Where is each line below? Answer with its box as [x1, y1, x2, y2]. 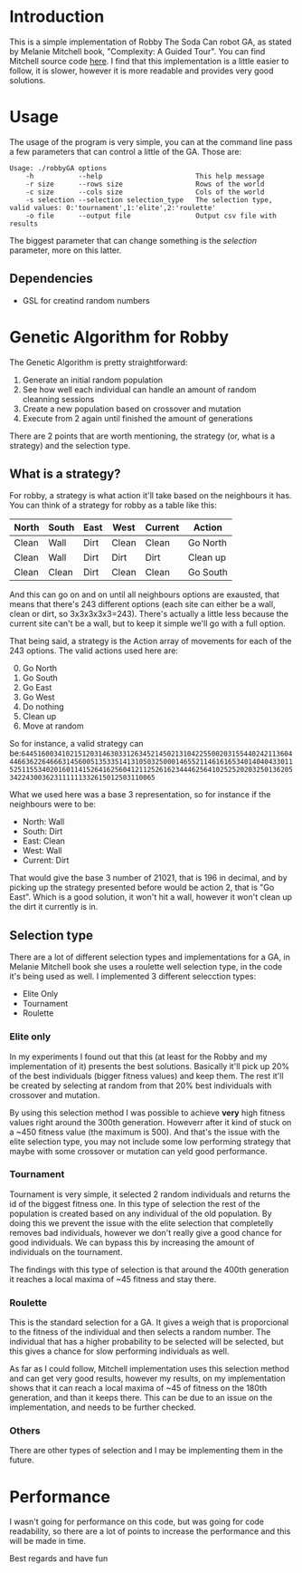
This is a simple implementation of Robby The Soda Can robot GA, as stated [9, 36, 292, 47]
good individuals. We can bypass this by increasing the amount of [9, 1237, 255, 1248]
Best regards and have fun [9, 1553, 109, 1564]
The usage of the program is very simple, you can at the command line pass [9, 136, 293, 147]
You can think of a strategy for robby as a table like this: [9, 500, 217, 511]
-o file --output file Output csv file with [25, 211, 278, 220]
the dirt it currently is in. [9, 902, 99, 912]
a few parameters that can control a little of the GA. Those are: [9, 146, 242, 157]
